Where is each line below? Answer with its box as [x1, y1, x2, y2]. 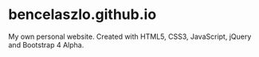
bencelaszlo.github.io [8, 6, 157, 24]
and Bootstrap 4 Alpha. [8, 40, 84, 49]
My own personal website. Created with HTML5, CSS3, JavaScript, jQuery [8, 32, 252, 41]
